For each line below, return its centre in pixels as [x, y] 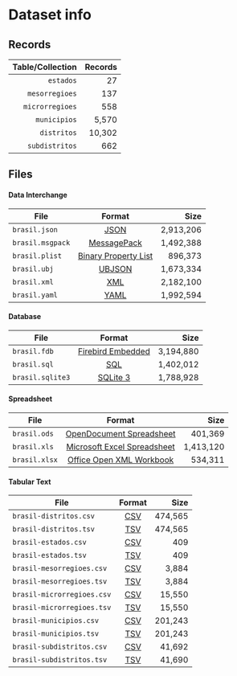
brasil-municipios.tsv [55, 634]
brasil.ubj [33, 268]
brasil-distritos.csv [53, 516]
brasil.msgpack [41, 242]
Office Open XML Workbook [121, 460]
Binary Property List [115, 256]
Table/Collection [45, 67]
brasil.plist [37, 256]
